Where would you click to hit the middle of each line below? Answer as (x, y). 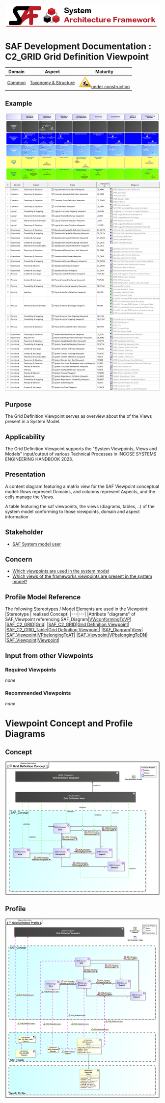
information (17, 516)
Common (16, 83)
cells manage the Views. (30, 497)
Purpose (18, 404)
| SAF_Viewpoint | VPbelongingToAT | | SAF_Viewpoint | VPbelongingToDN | (76, 635)
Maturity (105, 71)
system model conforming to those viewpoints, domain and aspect (72, 511)
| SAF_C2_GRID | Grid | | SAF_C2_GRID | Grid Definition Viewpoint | (67, 624)
